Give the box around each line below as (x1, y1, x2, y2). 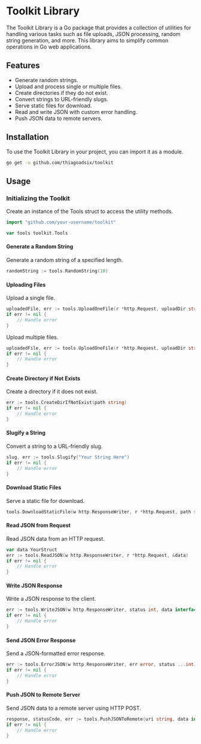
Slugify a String (6, 429, 46, 436)
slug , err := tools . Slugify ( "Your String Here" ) (6, 454, 130, 460)
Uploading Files (6, 281, 46, 288)
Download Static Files (6, 484, 62, 491)
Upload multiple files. (6, 333, 59, 341)
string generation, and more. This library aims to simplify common (6, 37, 169, 44)
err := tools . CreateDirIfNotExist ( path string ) (6, 400, 127, 406)
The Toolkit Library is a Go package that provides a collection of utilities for (6, 24, 191, 31)
